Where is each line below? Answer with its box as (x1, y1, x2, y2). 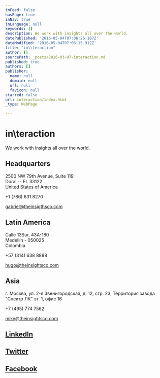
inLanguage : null (5, 21, 42, 27)
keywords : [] (5, 26, 33, 31)
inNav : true (5, 17, 30, 22)
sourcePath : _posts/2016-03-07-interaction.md (5, 54, 106, 60)
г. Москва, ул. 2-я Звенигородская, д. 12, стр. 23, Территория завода (5, 290, 155, 296)
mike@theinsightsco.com (5, 315, 58, 321)
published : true (5, 59, 40, 64)
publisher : (5, 69, 28, 74)
